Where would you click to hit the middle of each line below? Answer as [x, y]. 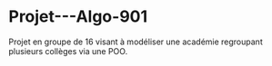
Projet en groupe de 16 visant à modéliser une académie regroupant [136, 42]
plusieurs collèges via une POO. [68, 51]
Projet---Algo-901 [78, 17]
